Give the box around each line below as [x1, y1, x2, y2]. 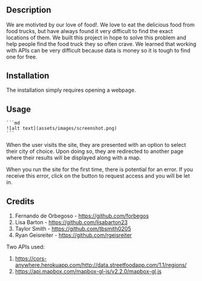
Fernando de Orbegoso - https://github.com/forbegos [14, 212, 149, 219]
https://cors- [14, 255, 47, 262]
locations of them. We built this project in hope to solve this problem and [6, 34, 186, 41]
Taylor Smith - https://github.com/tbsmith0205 [14, 225, 131, 233]
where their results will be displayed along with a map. [6, 154, 141, 161]
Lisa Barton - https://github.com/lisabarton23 [14, 219, 128, 226]
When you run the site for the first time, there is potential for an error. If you [6, 166, 194, 173]
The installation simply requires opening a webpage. [6, 86, 136, 94]
